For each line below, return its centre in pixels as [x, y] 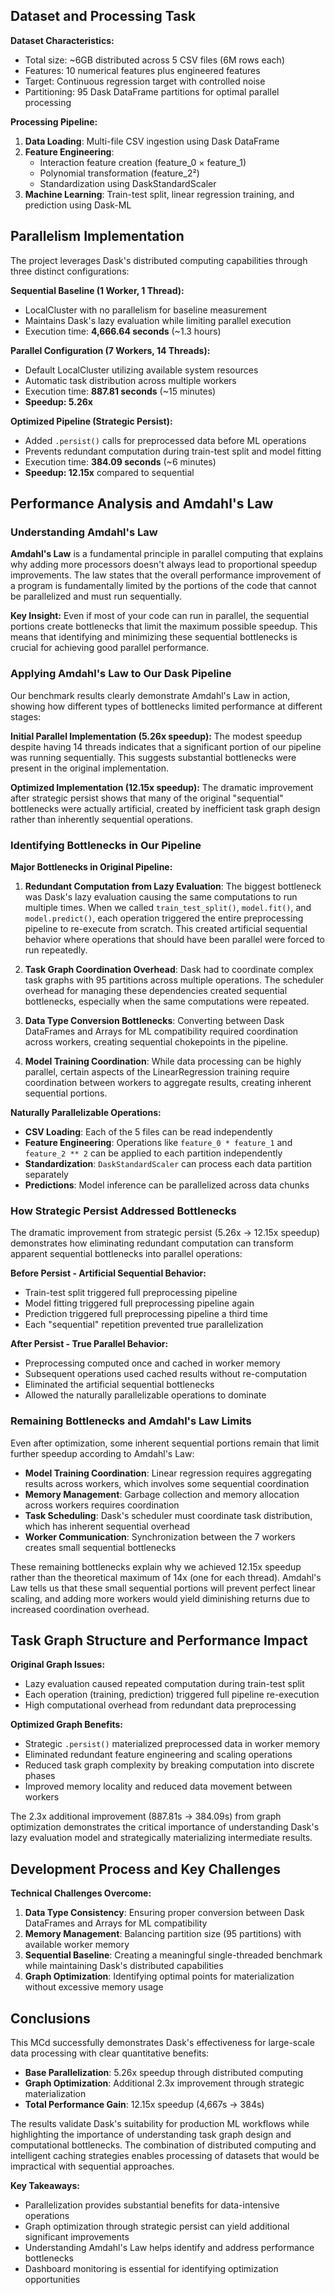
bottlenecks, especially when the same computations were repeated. [167, 1001]
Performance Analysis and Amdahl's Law [142, 504]
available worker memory [77, 1945]
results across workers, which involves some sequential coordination [167, 1483]
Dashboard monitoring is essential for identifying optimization [151, 2268]
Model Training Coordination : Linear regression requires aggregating [168, 1473]
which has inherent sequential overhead [107, 1526]
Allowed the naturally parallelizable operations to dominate [145, 1395]
